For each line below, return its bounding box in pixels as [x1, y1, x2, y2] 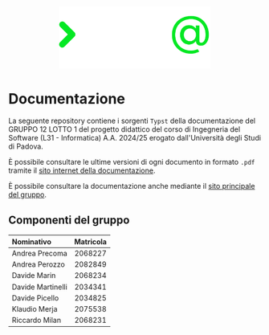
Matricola [74, 236, 107, 247]
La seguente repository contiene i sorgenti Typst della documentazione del [8, 116, 255, 126]
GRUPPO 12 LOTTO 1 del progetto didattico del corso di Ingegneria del [8, 125, 241, 134]
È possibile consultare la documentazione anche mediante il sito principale [8, 182, 255, 191]
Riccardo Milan [11, 316, 62, 325]
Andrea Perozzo [11, 259, 66, 269]
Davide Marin [11, 271, 56, 280]
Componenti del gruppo [8, 213, 130, 227]
